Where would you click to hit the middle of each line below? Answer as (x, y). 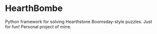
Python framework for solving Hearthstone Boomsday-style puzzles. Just (78, 22)
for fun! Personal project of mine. (38, 26)
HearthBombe (34, 8)
